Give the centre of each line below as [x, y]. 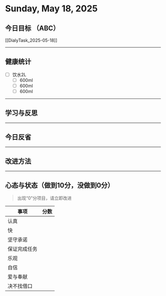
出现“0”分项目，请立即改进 [44, 198]
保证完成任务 [23, 249]
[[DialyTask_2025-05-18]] [31, 40]
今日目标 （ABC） [33, 28]
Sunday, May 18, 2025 [51, 9]
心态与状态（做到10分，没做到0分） [60, 185]
